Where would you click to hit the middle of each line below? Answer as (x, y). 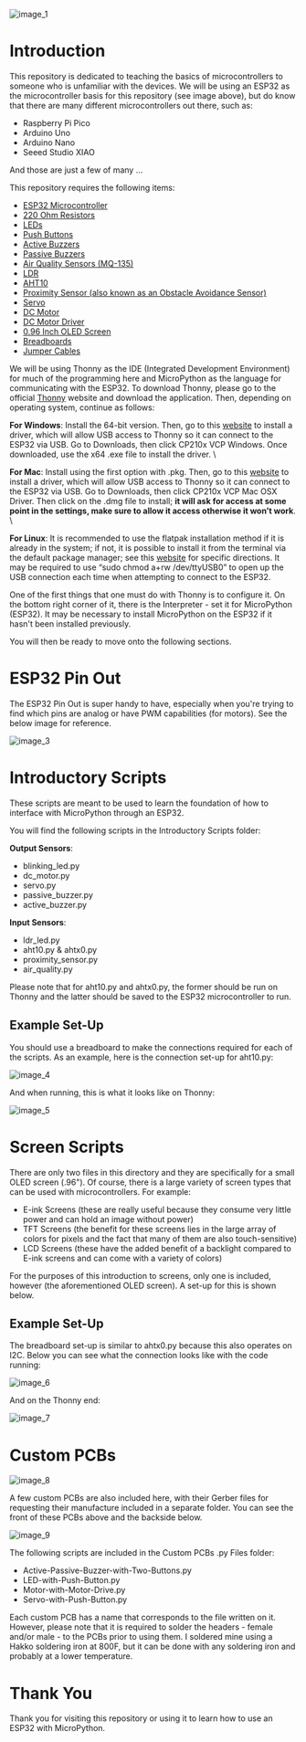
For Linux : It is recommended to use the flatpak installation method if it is (147, 538)
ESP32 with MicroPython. (58, 1728)
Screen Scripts (67, 1147)
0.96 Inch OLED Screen (67, 331)
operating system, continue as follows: (82, 407)
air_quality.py (47, 969)
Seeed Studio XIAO (59, 152)
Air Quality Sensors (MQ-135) (78, 263)
